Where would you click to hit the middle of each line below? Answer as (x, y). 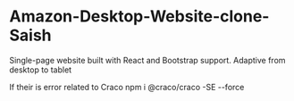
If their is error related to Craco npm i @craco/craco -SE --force (127, 87)
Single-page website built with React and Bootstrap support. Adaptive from (147, 60)
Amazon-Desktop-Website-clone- (139, 17)
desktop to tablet (41, 70)
